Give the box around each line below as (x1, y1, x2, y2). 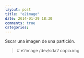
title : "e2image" (5, 12, 40, 16)
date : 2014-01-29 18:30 (5, 16, 53, 21)
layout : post (5, 7, 31, 12)
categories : (5, 25, 29, 30)
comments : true (5, 20, 36, 26)
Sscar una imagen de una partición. (5, 38, 75, 44)
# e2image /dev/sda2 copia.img (16, 48, 80, 54)
